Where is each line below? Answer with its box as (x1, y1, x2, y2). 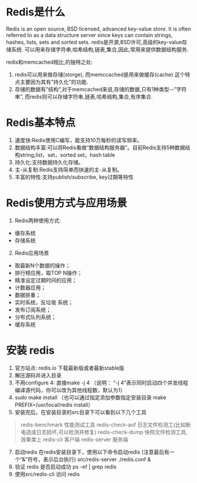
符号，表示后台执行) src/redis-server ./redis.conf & (27, 455, 152, 463)
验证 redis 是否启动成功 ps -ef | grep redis (14, 463, 117, 470)
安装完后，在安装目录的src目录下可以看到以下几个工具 (14, 408, 147, 416)
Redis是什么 (6, 5, 65, 19)
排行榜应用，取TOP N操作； (14, 269, 83, 276)
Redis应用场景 (14, 249, 50, 257)
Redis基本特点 (6, 116, 75, 130)
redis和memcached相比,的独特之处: (6, 58, 93, 65)
